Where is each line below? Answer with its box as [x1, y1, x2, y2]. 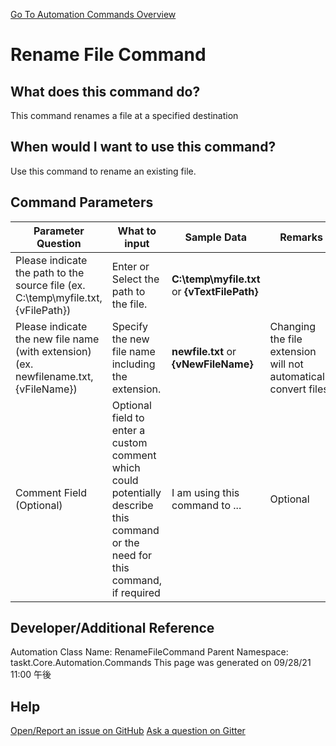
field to [111, 410, 145, 424]
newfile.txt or [171, 344, 237, 358]
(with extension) [15, 344, 92, 358]
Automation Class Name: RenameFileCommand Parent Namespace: [10, 646, 289, 658]
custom [111, 435, 148, 449]
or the [111, 535, 140, 549]
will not [269, 357, 304, 371]
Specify [111, 319, 149, 333]
